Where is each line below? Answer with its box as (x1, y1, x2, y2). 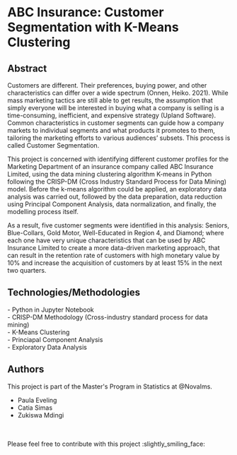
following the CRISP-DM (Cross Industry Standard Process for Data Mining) (7, 177, 227, 186)
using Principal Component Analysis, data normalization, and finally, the (7, 200, 217, 208)
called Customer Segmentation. (7, 141, 100, 149)
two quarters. (7, 266, 47, 274)
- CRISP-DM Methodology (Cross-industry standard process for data (7, 312, 209, 321)
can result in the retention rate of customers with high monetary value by (7, 252, 220, 259)
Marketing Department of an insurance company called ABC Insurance (7, 162, 214, 170)
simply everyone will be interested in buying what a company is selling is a (7, 104, 224, 112)
